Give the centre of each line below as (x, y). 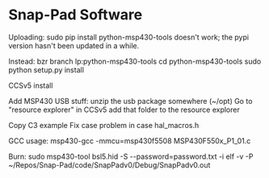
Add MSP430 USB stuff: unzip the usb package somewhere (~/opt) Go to (130, 101)
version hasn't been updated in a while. (74, 45)
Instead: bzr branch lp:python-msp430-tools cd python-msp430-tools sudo (135, 61)
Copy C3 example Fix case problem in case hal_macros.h (104, 125)
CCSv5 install (31, 85)
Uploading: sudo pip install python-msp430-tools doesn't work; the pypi (128, 37)
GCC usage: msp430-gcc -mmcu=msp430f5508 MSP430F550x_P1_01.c (130, 141)
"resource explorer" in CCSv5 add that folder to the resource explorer (124, 110)
